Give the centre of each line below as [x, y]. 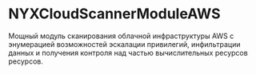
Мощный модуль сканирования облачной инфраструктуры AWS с [121, 36]
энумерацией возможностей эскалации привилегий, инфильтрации [124, 44]
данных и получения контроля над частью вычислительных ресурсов [128, 53]
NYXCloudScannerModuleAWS [115, 14]
